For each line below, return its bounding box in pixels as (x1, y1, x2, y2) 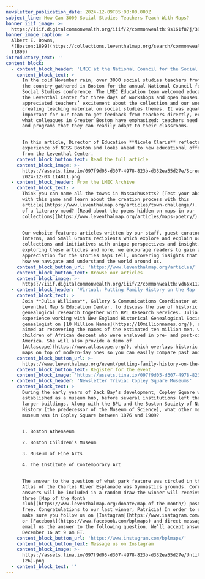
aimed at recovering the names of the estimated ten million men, (21, 327, 195, 333)
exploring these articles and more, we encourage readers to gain (21, 247, 195, 253)
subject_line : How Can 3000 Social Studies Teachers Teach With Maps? (6, 15, 190, 21)
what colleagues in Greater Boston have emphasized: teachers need (21, 117, 198, 123)
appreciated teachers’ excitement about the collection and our (21, 100, 190, 106)
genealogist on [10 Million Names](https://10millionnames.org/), (21, 321, 195, 327)
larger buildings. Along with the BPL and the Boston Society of (21, 401, 192, 407)
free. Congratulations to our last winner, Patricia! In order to (21, 507, 195, 513)
